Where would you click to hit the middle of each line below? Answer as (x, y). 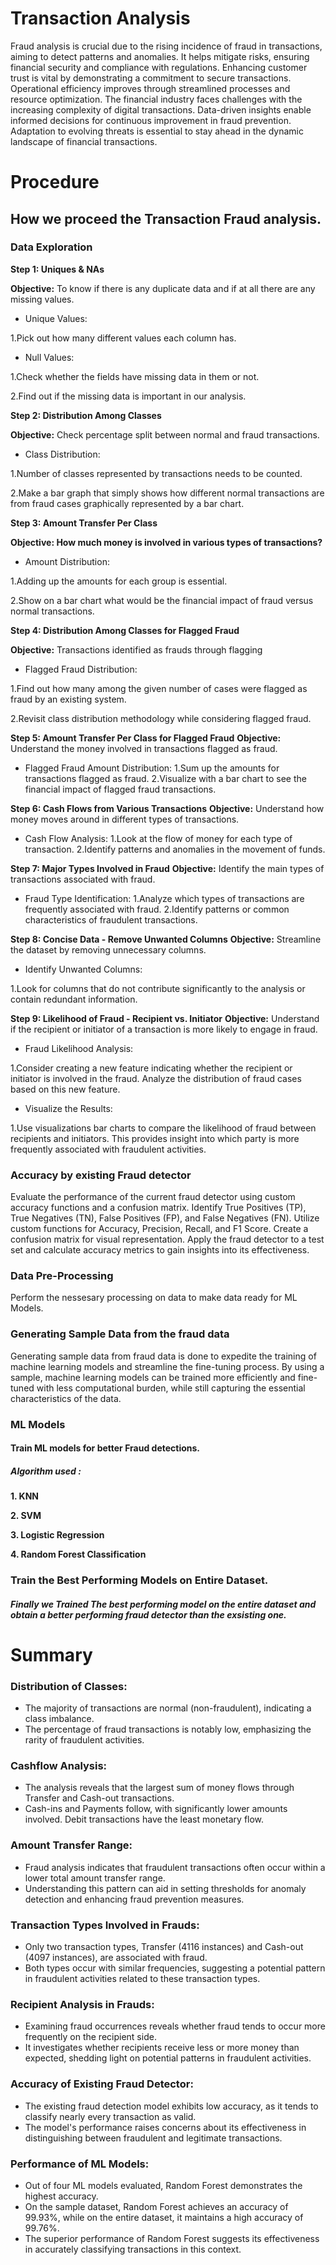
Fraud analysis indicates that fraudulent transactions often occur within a (175, 1867)
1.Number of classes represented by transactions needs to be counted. (156, 473)
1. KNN (25, 1496)
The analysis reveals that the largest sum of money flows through (159, 1788)
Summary (51, 1654)
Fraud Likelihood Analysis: (79, 1048)
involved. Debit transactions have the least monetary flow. (144, 1819)
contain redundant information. (74, 999)
